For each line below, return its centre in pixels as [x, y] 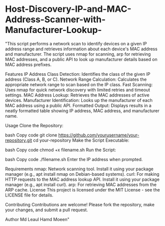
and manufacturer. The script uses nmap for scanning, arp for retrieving [78, 54]
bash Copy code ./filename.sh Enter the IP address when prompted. [74, 159]
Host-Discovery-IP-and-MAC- [68, 9]
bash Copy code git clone [31, 135]
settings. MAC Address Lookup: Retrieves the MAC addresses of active [77, 95]
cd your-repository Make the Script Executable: [81, 140]
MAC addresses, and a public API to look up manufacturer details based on [81, 59]
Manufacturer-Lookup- [53, 30]
